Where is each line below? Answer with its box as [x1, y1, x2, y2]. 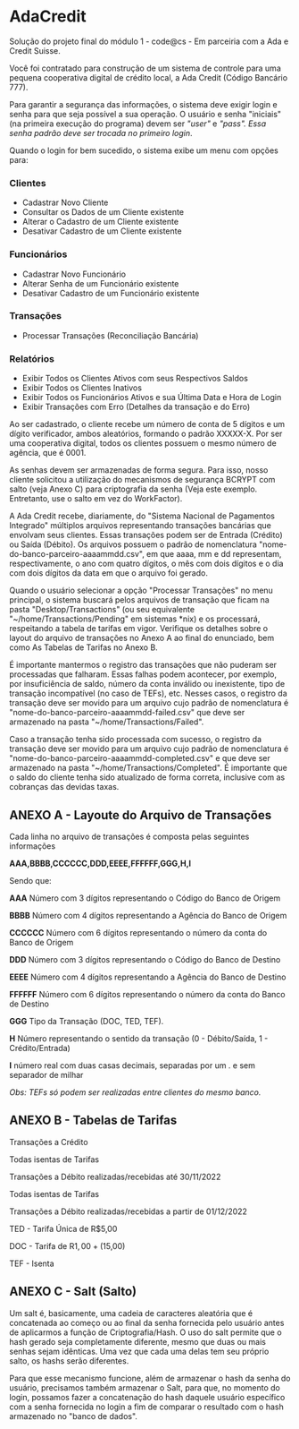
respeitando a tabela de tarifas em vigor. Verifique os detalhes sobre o [9, 623, 269, 634]
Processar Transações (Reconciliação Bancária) [21, 329, 199, 341]
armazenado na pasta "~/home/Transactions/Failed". [9, 716, 204, 727]
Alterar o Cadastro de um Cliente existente [21, 217, 179, 227]
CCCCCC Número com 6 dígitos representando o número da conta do [9, 927, 268, 937]
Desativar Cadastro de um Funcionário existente [21, 287, 200, 298]
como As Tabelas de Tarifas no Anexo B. [9, 642, 158, 653]
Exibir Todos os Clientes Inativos [21, 382, 143, 393]
